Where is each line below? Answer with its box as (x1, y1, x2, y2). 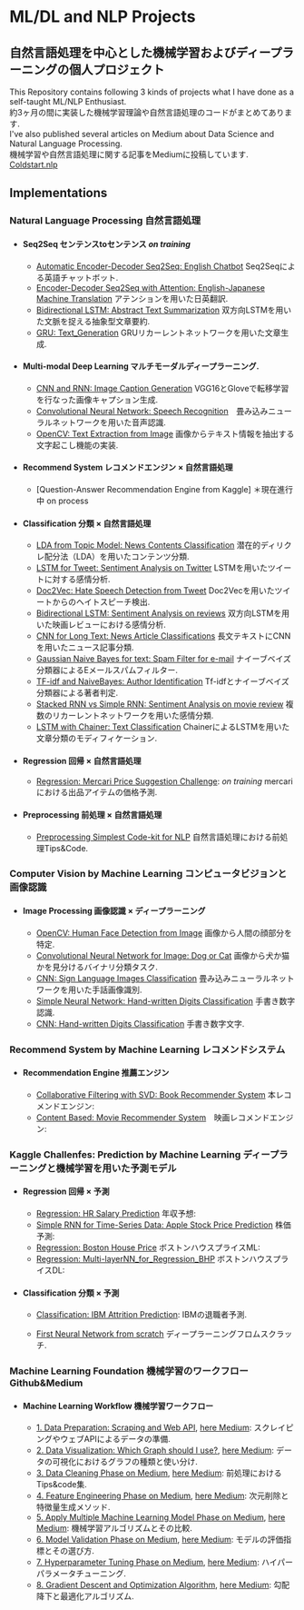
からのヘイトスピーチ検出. (52, 597, 151, 608)
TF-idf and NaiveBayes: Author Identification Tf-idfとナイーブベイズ (35, 676, 289, 687)
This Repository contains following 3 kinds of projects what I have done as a (9, 86, 295, 97)
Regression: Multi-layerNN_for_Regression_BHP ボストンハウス (35, 1253, 274, 1264)
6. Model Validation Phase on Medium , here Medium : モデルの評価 (35, 1534, 284, 1545)
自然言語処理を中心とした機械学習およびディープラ (9, 45, 295, 60)
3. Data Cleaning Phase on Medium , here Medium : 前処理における (35, 1467, 282, 1478)
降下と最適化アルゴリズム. (35, 1591, 134, 1602)
